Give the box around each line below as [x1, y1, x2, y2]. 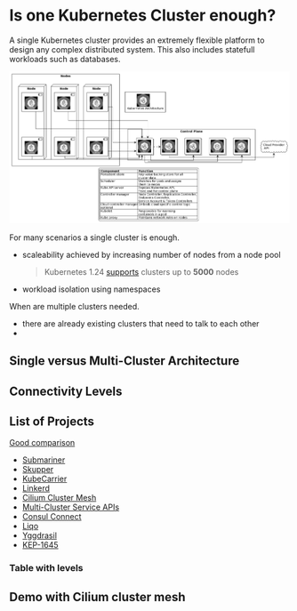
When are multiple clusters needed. [9, 301, 140, 311]
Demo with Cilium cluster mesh [9, 589, 186, 605]
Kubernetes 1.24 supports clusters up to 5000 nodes [44, 266, 239, 277]
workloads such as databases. [9, 53, 122, 64]
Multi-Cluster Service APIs [21, 502, 120, 512]
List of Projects [9, 414, 95, 430]
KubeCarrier [21, 473, 68, 485]
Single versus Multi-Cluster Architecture [9, 353, 240, 369]
